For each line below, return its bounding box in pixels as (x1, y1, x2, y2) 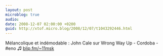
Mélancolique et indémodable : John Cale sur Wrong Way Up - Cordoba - (5, 40, 158, 46)
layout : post (5, 7, 33, 13)
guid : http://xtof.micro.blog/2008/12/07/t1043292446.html (5, 26, 133, 31)
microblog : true (5, 12, 39, 17)
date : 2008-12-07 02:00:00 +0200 (5, 21, 76, 27)
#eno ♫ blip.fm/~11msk (5, 45, 54, 51)
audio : (5, 17, 19, 22)
